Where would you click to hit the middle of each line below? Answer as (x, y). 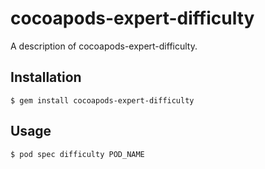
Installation (46, 77)
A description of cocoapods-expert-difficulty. (104, 46)
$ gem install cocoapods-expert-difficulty (102, 100)
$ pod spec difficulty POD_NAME (77, 154)
